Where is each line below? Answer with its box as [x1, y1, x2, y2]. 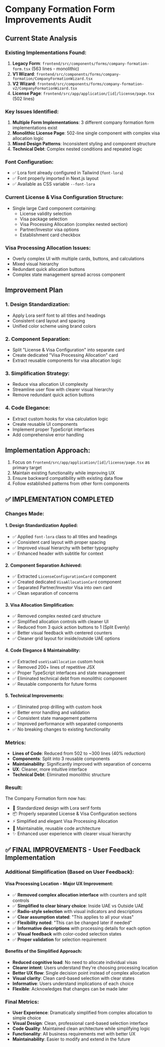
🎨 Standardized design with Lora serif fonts [12, 805, 101, 811]
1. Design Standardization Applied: [5, 522, 78, 528]
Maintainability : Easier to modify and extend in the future [12, 1036, 131, 1043]
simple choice [12, 1015, 41, 1021]
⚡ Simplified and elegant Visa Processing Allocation [12, 818, 118, 824]
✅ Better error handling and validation [12, 709, 90, 715]
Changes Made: [5, 510, 45, 517]
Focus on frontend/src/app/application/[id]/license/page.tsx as [12, 459, 150, 465]
